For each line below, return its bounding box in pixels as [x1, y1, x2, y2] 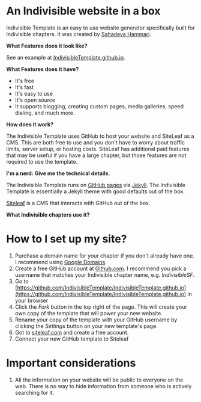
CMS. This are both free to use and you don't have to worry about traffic [6, 138, 185, 146]
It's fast [14, 83, 34, 91]
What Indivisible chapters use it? [6, 211, 90, 218]
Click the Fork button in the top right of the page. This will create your [14, 303, 187, 311]
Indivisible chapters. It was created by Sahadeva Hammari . [6, 30, 152, 37]
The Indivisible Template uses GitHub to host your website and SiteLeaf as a [6, 132, 194, 140]
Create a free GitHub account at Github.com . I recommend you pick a [14, 265, 187, 272]
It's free [14, 77, 35, 84]
